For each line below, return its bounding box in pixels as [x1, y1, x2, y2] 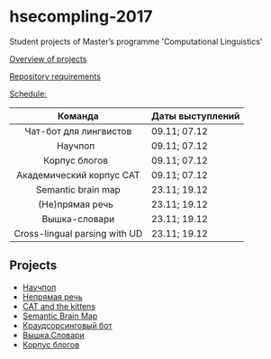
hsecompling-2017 [9, 6, 153, 27]
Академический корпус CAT [16, 168, 140, 181]
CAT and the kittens [22, 301, 96, 311]
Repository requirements [9, 70, 102, 82]
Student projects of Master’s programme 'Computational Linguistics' [9, 36, 263, 47]
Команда [57, 110, 99, 122]
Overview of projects [9, 53, 87, 64]
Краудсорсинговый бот [22, 319, 113, 330]
